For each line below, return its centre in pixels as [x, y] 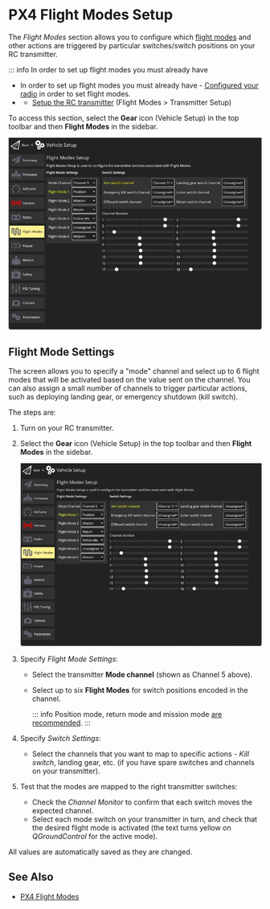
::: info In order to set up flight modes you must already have [108, 69]
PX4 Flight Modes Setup [91, 15]
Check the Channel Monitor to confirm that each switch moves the [142, 802]
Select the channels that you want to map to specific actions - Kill [141, 754]
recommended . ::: [61, 723]
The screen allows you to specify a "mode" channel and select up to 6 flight [134, 371]
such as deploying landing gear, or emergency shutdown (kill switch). [123, 397]
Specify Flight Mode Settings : [69, 659]
